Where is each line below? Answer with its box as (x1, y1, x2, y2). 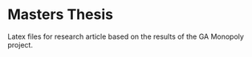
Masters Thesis (7, 6, 114, 24)
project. (7, 40, 34, 49)
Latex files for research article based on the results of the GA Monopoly (7, 32, 244, 41)
